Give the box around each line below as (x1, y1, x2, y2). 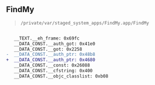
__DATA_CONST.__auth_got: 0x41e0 (13, 41, 95, 47)
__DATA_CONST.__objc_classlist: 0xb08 (13, 73, 109, 79)
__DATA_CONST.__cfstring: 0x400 (13, 68, 93, 74)
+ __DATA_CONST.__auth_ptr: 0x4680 (6, 57, 95, 63)
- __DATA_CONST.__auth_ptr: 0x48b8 (6, 52, 95, 58)
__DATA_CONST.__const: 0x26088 (13, 62, 91, 69)
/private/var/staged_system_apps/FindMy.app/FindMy (20, 20, 149, 26)
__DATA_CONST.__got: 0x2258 (13, 46, 82, 52)
